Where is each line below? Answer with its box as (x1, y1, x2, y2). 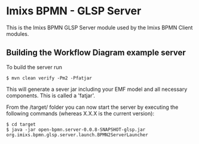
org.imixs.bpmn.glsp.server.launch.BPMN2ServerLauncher (6, 131, 148, 138)
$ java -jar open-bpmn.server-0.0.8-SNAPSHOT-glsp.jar (6, 127, 146, 133)
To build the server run (6, 63, 63, 71)
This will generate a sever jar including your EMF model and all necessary (6, 85, 188, 93)
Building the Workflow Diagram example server (6, 48, 186, 58)
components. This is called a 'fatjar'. (6, 91, 96, 99)
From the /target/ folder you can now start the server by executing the (6, 103, 179, 111)
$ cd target (6, 121, 36, 127)
